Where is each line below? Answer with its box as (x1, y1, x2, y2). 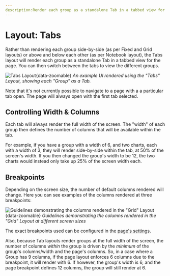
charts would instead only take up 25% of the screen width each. (5, 158, 142, 164)
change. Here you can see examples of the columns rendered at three (5, 192, 152, 198)
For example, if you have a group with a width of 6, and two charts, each (5, 142, 157, 148)
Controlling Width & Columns (5, 107, 100, 116)
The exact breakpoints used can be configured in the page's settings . (5, 228, 151, 234)
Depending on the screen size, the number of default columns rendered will (5, 186, 164, 192)
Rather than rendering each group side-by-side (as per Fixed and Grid (5, 46, 152, 52)
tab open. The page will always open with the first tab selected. (5, 93, 138, 99)
